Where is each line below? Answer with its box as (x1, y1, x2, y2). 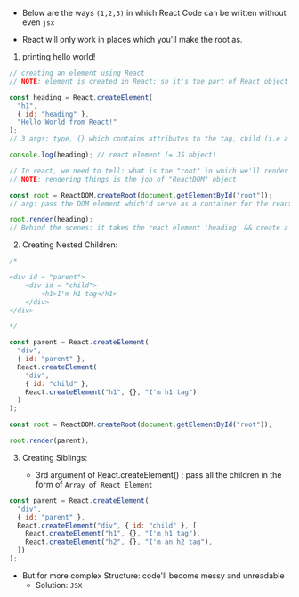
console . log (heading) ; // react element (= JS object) (9, 150, 217, 159)
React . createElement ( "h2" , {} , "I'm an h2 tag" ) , (25, 537, 214, 546)
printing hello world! (21, 52, 96, 61)
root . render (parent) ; (9, 436, 90, 445)
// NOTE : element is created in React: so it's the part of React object (9, 77, 289, 85)
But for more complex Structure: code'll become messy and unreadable (21, 569, 285, 581)
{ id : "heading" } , (17, 109, 90, 118)
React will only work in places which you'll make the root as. (21, 35, 243, 44)
